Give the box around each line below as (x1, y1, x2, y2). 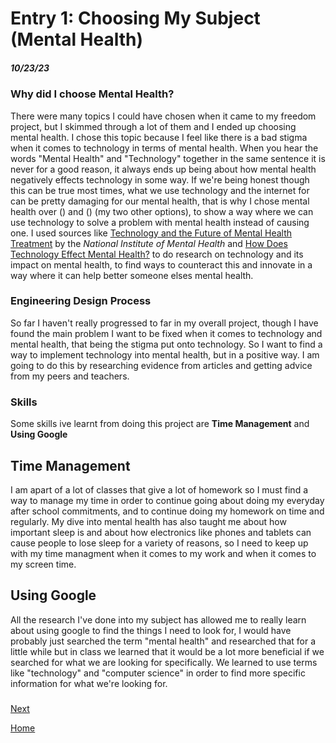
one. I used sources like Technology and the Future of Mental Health (10, 227, 293, 239)
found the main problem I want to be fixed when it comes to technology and (10, 327, 323, 339)
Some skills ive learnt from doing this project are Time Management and (10, 418, 310, 430)
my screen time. (10, 558, 77, 570)
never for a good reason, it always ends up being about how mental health (10, 163, 317, 175)
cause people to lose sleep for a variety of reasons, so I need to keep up (10, 537, 309, 549)
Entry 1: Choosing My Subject (10, 7, 261, 30)
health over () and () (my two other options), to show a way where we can (10, 205, 314, 217)
